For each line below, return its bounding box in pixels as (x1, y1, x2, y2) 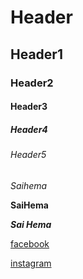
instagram (10, 257, 52, 269)
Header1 (10, 46, 63, 63)
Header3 (10, 101, 48, 113)
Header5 (10, 149, 47, 161)
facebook (10, 237, 50, 250)
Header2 (10, 76, 54, 90)
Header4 (10, 123, 48, 135)
